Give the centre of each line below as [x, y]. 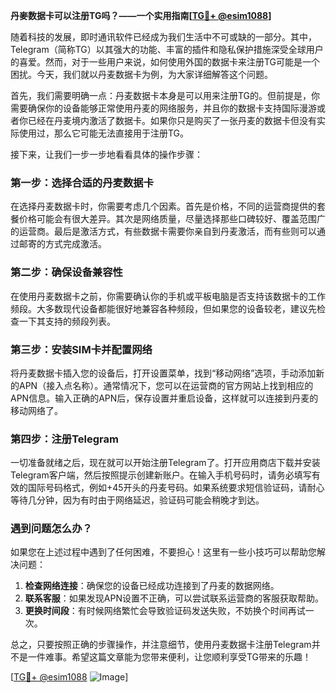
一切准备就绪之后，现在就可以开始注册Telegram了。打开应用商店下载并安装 [165, 463]
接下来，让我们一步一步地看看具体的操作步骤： [106, 154]
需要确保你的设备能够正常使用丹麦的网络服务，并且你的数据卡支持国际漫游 [163, 108]
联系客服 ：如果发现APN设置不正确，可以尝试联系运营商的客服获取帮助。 [174, 598]
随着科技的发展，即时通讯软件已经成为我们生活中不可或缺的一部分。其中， [163, 37]
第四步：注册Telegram [64, 439]
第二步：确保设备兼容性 [66, 272]
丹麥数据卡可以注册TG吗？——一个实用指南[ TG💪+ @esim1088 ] [141, 15]
